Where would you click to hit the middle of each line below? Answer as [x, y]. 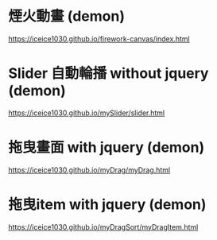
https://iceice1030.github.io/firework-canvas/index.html [99, 39]
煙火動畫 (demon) [67, 16]
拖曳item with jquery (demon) [107, 204]
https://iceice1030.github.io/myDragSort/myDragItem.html [103, 226]
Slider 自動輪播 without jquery [108, 74]
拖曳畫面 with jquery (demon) [107, 147]
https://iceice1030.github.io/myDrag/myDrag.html [89, 170]
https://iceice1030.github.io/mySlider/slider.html [87, 113]
